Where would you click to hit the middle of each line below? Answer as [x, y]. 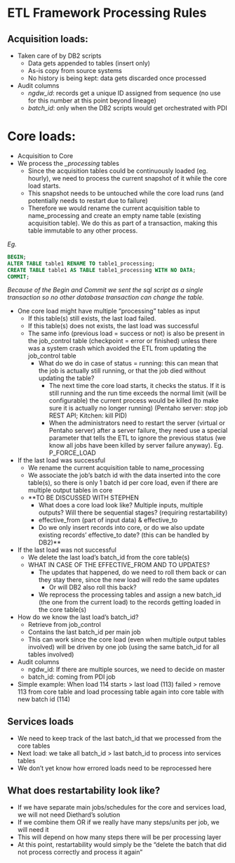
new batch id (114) [44, 699]
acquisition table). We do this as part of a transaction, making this [122, 223]
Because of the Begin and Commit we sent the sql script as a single [105, 290]
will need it [33, 830]
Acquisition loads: [48, 39]
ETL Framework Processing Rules [107, 13]
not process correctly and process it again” [80, 852]
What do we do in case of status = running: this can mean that [128, 363]
